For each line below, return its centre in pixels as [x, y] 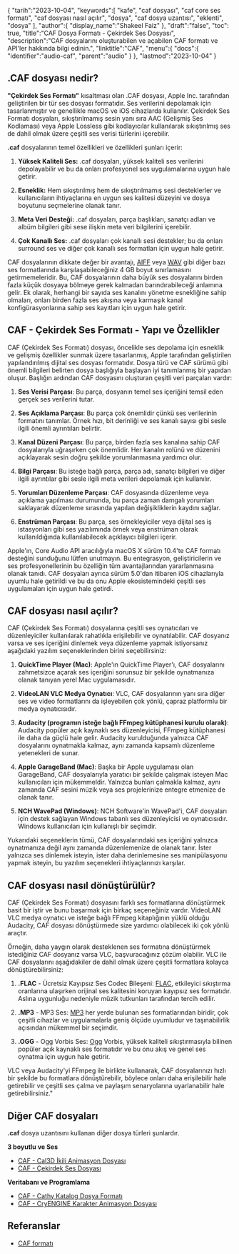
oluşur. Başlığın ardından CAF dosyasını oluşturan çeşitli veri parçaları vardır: [120, 377]
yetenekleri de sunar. [49, 753]
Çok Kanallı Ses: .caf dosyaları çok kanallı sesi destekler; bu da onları [120, 240]
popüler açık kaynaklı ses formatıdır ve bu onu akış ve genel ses [112, 1049]
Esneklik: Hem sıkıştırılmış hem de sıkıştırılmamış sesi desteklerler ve [119, 190]
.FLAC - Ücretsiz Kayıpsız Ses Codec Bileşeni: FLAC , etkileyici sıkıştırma [124, 984]
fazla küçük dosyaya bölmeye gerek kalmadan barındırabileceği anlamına [115, 284]
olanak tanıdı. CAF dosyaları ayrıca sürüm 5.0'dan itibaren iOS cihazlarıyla [116, 573]
